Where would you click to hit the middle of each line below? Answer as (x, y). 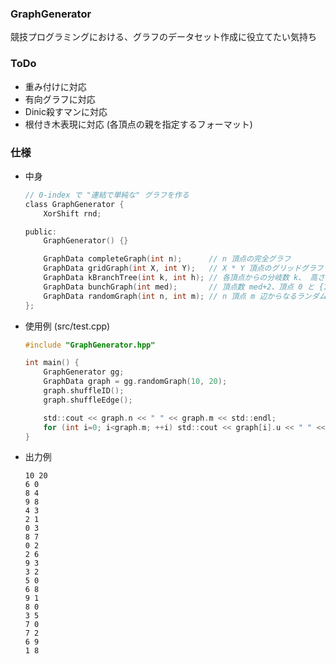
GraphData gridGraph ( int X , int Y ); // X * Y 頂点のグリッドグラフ (183, 268)
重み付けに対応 (55, 86)
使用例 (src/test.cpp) (67, 326)
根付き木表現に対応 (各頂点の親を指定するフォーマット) (138, 124)
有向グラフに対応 (60, 99)
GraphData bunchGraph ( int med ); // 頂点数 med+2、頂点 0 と (179, 287)
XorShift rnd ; (72, 213)
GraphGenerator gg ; (84, 372)
